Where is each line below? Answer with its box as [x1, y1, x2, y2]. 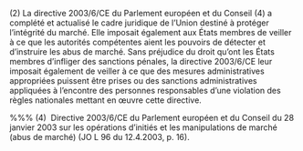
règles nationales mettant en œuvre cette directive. [9, 95, 203, 106]
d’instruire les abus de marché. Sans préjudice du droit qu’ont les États [9, 46, 276, 57]
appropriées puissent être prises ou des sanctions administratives [9, 75, 257, 86]
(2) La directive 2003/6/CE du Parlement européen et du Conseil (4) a [9, 8, 272, 18]
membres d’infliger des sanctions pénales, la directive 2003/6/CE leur [9, 56, 273, 66]
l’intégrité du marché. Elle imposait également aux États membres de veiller [9, 27, 292, 37]
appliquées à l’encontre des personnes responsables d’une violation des [9, 86, 281, 96]
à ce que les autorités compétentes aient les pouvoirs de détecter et [9, 36, 266, 47]
